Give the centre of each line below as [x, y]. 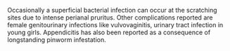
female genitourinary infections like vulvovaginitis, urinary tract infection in [115, 25]
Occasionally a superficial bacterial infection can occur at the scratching [112, 10]
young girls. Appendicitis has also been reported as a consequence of [109, 32]
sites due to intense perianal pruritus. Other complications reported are [110, 17]
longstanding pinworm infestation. [57, 40]
